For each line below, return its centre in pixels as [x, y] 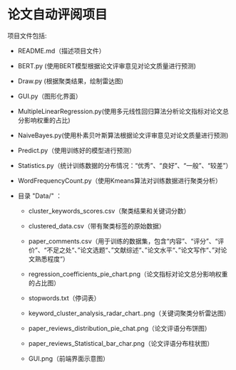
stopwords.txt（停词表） [64, 298]
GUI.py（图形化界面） [50, 96]
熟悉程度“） [52, 259]
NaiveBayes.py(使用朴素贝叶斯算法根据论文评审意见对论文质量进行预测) [123, 135]
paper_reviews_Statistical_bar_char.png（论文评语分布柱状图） [121, 343]
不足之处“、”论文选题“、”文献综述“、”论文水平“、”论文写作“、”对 [133, 250]
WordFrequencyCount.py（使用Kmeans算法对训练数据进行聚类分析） [120, 180]
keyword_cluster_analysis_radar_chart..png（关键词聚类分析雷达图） [129, 313]
